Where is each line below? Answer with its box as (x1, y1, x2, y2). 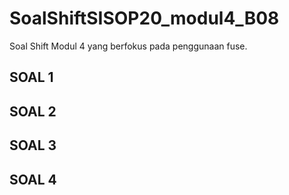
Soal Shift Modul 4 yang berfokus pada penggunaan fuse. (9, 40, 248, 52)
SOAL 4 (9, 171, 57, 188)
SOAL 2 (9, 103, 57, 120)
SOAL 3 (9, 137, 57, 154)
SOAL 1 (9, 69, 54, 86)
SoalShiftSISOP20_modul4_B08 (9, 7, 280, 30)
